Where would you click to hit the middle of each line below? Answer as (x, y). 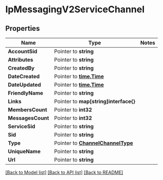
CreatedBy (21, 68)
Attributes (21, 60)
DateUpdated (24, 85)
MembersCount (28, 110)
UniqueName (24, 151)
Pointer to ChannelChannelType (94, 143)
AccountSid (23, 51)
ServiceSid (22, 126)
